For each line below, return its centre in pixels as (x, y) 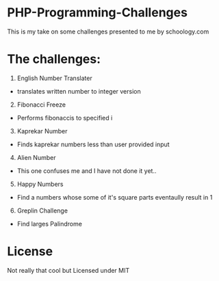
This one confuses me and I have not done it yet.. (87, 171)
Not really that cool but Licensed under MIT (68, 270)
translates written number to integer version (79, 91)
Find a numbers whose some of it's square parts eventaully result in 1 (115, 197)
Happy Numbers (40, 184)
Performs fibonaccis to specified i (65, 118)
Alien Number (36, 157)
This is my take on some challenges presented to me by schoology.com (108, 31)
